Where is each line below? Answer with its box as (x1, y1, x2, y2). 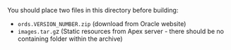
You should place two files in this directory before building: (7, 6, 179, 14)
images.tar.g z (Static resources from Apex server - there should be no (17, 27, 225, 35)
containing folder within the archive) (17, 35, 123, 43)
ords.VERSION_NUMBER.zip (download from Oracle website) (17, 20, 186, 27)
